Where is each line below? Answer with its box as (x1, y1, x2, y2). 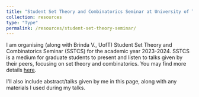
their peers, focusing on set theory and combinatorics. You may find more (6, 60, 187, 67)
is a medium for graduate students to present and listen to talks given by (6, 54, 183, 61)
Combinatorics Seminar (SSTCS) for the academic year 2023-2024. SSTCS (6, 48, 190, 55)
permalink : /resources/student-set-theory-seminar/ (6, 25, 136, 31)
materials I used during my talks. (6, 84, 86, 92)
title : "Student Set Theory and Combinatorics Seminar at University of (6, 8, 190, 15)
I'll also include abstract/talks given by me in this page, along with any (6, 78, 177, 85)
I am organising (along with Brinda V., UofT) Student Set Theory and (6, 41, 172, 48)
